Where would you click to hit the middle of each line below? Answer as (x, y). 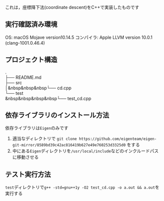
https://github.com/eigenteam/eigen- (118, 139)
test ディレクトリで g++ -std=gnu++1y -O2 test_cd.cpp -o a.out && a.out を (82, 187)
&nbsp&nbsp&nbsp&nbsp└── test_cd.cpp (48, 98)
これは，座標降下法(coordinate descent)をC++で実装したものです (72, 7)
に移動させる (25, 157)
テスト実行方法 (28, 174)
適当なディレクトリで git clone (45, 138)
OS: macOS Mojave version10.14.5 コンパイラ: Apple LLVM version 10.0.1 (79, 37)
